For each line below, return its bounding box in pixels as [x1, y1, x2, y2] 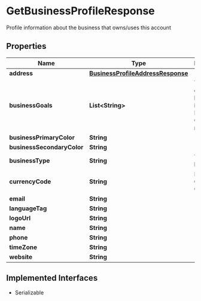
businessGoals [9, 101, 53, 109]
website [9, 253, 33, 261]
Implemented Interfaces [6, 273, 98, 283]
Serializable [14, 288, 44, 296]
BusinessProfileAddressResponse [89, 69, 188, 77]
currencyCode [9, 177, 51, 186]
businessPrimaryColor [9, 133, 75, 142]
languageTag [9, 204, 47, 213]
